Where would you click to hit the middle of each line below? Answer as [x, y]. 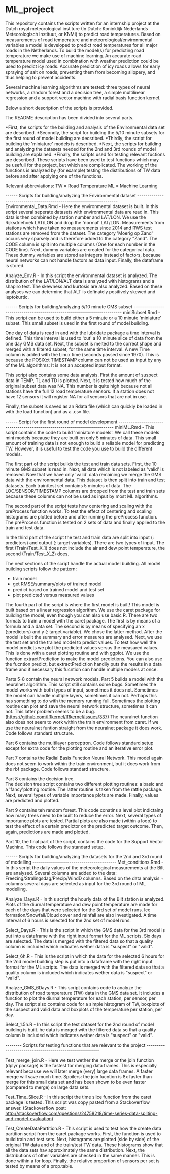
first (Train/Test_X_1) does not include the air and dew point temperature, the [85, 548]
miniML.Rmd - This [135, 427]
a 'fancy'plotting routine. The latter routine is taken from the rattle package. [84, 789]
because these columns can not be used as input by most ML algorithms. [82, 496]
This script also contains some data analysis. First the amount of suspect [82, 375]
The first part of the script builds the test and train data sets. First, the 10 [81, 464]
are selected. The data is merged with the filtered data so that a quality [79, 941]
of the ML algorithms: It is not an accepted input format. [64, 365]
